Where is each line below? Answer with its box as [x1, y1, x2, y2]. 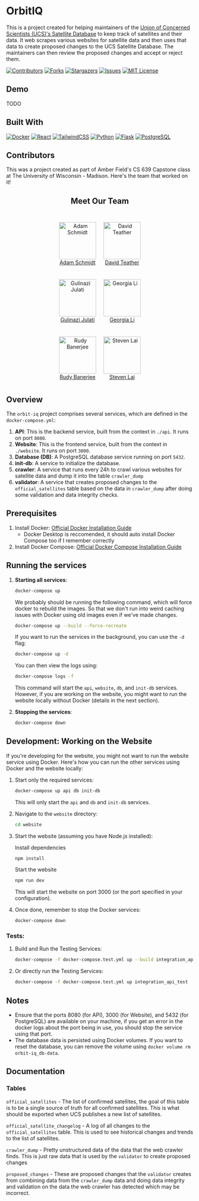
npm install [14, 855, 45, 861]
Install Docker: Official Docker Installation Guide [14, 524, 132, 531]
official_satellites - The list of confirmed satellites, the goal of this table [6, 1097, 189, 1105]
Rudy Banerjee [59, 374, 96, 381]
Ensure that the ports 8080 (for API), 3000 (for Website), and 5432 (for [14, 1011, 189, 1018]
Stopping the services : [14, 708, 72, 716]
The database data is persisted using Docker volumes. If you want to [14, 1037, 183, 1044]
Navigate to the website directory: [14, 810, 98, 817]
